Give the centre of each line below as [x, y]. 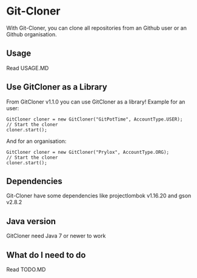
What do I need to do [46, 255]
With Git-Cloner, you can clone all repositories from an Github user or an [96, 28]
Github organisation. [32, 34]
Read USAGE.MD [28, 68]
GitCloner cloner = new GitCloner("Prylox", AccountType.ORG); [88, 152]
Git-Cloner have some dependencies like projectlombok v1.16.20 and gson [99, 196]
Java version [31, 221]
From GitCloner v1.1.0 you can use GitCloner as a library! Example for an [96, 102]
